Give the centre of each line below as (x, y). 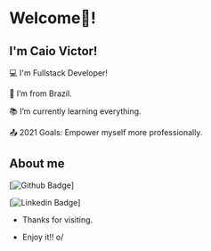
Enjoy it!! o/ (43, 237)
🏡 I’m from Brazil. (41, 93)
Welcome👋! (53, 18)
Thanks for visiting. (57, 219)
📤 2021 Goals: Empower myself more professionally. (106, 132)
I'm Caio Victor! (53, 51)
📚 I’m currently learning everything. (75, 111)
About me (37, 164)
